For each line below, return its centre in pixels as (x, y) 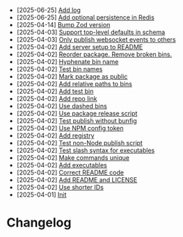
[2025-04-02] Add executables (62, 165)
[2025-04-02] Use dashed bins (62, 106)
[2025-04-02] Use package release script (77, 113)
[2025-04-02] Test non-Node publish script (80, 143)
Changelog (39, 223)
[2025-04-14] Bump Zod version (63, 25)
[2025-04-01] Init (41, 195)
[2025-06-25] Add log (49, 10)
